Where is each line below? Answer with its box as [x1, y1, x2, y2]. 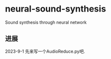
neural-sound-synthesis [5, 3, 106, 15]
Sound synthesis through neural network [5, 19, 87, 25]
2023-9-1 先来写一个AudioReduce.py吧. [5, 48, 85, 54]
